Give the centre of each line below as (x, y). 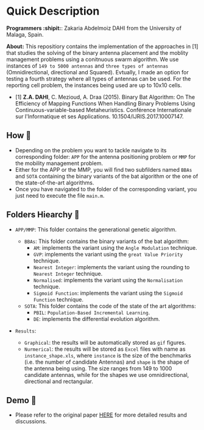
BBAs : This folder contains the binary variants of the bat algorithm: (107, 241)
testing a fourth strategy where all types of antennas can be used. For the (99, 79)
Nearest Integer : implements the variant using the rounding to (111, 267)
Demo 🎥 (21, 400)
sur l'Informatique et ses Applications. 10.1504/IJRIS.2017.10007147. (99, 116)
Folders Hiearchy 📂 (43, 215)
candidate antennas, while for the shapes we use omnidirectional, (107, 375)
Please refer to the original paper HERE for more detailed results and (101, 415)
